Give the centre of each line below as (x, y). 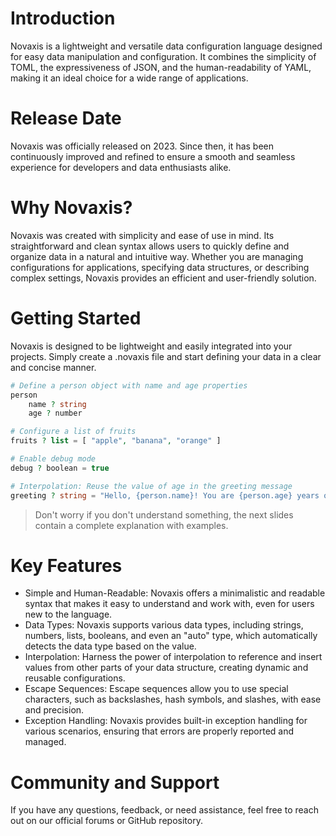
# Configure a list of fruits (73, 432)
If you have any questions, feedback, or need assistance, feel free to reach (164, 810)
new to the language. (68, 614)
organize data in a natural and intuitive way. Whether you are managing (157, 256)
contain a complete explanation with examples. (131, 525)
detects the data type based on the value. (110, 646)
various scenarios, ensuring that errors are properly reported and (159, 731)
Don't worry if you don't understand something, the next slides (164, 514)
